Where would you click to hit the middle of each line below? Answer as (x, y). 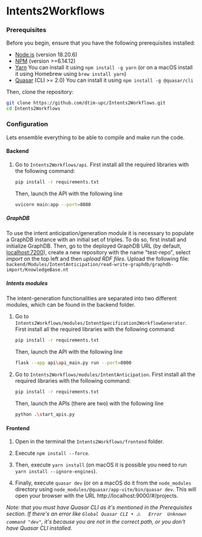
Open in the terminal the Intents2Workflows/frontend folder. (89, 442)
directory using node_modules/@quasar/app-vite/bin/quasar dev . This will (106, 489)
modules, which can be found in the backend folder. (71, 305)
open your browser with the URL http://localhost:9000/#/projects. (96, 496)
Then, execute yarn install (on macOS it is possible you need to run (101, 465)
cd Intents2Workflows (33, 109)
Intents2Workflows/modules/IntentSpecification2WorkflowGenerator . (101, 323)
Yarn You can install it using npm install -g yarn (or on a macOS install (104, 68)
